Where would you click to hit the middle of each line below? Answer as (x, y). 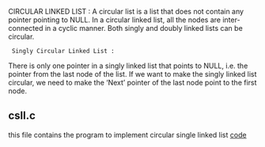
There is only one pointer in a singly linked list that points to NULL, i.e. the (128, 66)
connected (26, 28)
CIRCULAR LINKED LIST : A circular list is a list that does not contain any (126, 11)
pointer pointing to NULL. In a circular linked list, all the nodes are (115, 20)
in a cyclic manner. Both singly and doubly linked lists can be (144, 28)
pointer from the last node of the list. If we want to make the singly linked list (132, 74)
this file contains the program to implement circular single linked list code (127, 134)
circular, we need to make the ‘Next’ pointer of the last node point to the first (132, 83)
